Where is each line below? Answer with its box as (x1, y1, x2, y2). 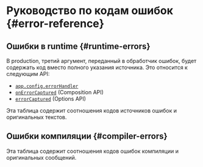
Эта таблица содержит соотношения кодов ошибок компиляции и (6, 147, 179, 155)
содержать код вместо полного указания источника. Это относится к (6, 64, 188, 71)
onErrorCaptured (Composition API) (15, 89, 104, 95)
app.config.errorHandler (15, 83, 79, 89)
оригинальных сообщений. (6, 154, 77, 161)
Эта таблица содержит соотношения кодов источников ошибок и (6, 107, 177, 114)
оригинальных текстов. (6, 114, 67, 121)
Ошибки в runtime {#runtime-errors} (6, 41, 151, 51)
